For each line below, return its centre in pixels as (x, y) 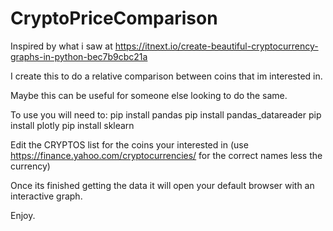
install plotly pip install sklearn (72, 125)
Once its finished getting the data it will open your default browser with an (162, 185)
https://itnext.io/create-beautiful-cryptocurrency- (216, 46)
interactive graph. (46, 196)
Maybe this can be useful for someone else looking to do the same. (149, 95)
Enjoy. (23, 215)
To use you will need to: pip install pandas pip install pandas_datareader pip (166, 114)
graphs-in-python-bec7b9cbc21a (79, 56)
